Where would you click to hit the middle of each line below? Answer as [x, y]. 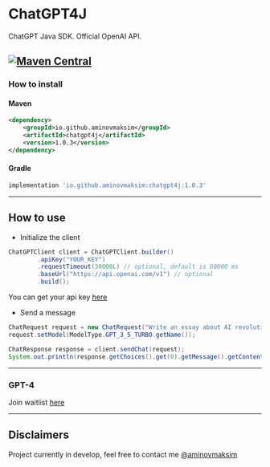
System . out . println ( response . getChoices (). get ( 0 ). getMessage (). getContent [136, 357]
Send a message [48, 313]
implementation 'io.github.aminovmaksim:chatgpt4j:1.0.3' [107, 185]
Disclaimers [39, 435]
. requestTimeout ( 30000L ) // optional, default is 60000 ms [138, 267]
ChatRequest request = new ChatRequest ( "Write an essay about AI [120, 327]
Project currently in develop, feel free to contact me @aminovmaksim [123, 454]
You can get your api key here [58, 297]
